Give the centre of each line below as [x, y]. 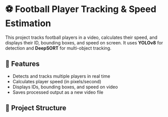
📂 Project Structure [36, 108]
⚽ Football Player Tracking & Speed [81, 9]
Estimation [28, 23]
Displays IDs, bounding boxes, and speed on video [65, 87]
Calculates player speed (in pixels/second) [57, 81]
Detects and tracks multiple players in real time [61, 76]
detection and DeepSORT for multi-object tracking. [59, 48]
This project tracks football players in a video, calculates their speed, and [81, 37]
